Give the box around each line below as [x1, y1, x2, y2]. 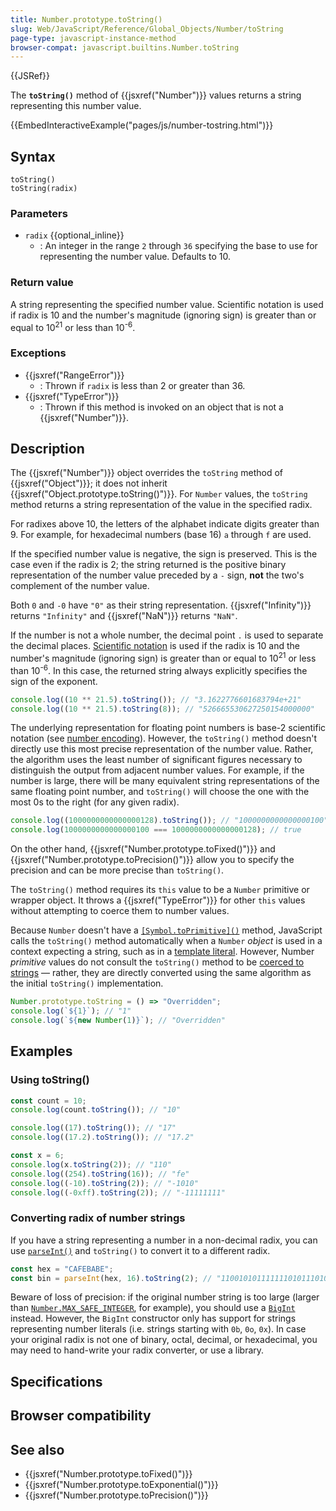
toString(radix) [10, 184, 78, 194]
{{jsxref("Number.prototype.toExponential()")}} [24, 1479, 219, 1491]
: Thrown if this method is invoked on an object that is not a [39, 401, 284, 413]
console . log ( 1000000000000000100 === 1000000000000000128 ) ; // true [10, 825, 302, 835]
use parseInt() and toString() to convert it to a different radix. [10, 1244, 271, 1256]
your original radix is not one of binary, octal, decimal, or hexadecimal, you [10, 1334, 318, 1346]
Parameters [10, 206, 68, 220]
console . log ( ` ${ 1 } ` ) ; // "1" [10, 1006, 132, 1016]
